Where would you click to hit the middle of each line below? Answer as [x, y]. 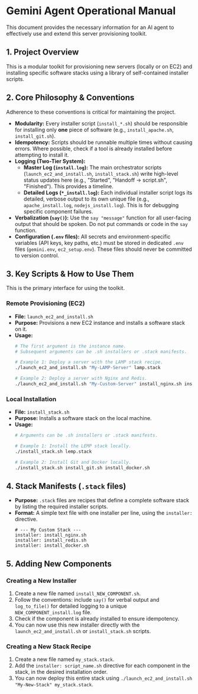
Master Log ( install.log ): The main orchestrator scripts [92, 167]
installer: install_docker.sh [52, 545]
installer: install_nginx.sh [51, 535]
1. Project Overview [43, 52]
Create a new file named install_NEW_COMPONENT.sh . [78, 593]
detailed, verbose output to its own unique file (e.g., [86, 199]
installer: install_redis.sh [51, 540]
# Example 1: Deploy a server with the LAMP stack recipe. [89, 362]
